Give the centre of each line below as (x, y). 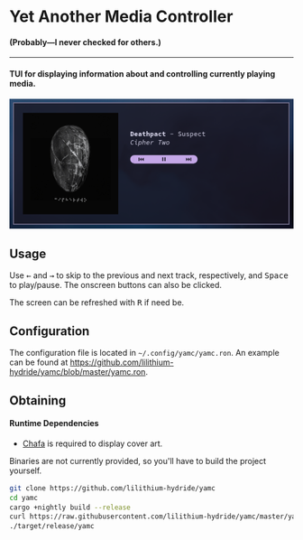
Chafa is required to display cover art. (92, 443)
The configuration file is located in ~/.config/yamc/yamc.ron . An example (144, 353)
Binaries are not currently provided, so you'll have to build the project (138, 461)
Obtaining (38, 400)
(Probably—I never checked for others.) (86, 42)
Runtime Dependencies (54, 424)
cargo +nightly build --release (70, 507)
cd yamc (24, 498)
